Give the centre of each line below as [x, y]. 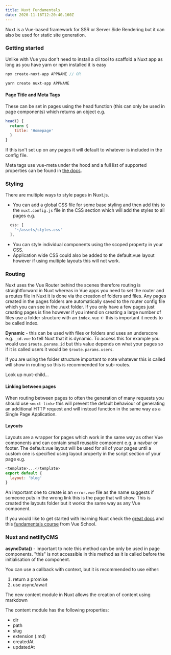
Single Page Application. [31, 414]
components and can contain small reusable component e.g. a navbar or [82, 443]
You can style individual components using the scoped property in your [88, 245]
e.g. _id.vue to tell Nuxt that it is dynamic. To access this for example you [82, 339]
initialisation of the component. [38, 559]
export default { [24, 473]
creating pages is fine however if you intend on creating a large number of [83, 312]
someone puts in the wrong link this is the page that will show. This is [78, 498]
